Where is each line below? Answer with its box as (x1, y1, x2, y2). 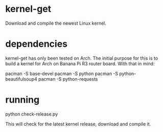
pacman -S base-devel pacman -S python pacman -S (5, 70, 119, 77)
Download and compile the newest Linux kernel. (5, 20, 106, 26)
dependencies (5, 38, 68, 50)
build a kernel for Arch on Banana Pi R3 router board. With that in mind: (5, 60, 155, 67)
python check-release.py (5, 111, 58, 117)
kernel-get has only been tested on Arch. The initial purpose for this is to (5, 55, 158, 61)
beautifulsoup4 (5, 76, 37, 82)
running (5, 94, 40, 106)
